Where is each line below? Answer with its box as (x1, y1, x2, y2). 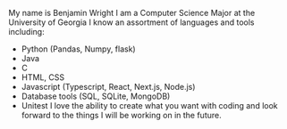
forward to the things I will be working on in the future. (21, 110, 222, 120)
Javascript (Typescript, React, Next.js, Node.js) (21, 82, 196, 92)
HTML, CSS (21, 72, 64, 83)
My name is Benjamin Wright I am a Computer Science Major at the (8, 8, 256, 18)
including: (8, 27, 46, 36)
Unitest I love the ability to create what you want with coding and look (21, 101, 278, 110)
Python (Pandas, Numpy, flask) (21, 44, 136, 54)
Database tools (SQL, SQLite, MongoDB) (21, 91, 171, 101)
